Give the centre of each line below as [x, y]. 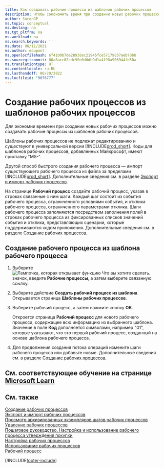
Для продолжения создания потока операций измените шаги [76, 347]
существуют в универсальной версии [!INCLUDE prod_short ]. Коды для [79, 146]
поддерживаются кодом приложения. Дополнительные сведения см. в [80, 227]
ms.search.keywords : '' [29, 42]
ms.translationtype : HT [29, 64]
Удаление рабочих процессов [36, 425]
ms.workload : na [21, 37]
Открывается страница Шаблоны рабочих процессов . [70, 298]
